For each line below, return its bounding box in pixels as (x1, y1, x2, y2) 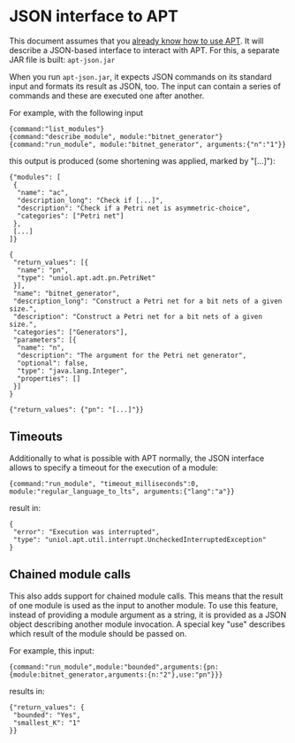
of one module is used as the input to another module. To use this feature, (9, 600, 278, 610)
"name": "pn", (17, 266, 69, 275)
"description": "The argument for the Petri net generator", (17, 351, 247, 360)
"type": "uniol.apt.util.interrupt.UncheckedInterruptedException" (12, 535, 267, 544)
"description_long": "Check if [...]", (17, 196, 164, 205)
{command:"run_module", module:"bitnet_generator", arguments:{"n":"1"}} (9, 140, 287, 149)
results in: (9, 685, 45, 696)
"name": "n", (17, 343, 65, 352)
